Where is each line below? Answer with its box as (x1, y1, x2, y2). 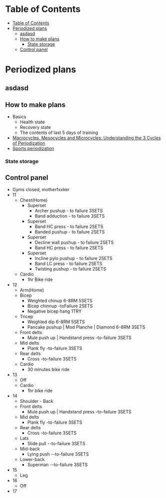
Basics (12, 114, 26, 120)
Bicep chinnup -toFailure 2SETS (27, 303, 93, 309)
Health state (19, 119, 45, 125)
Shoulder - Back (19, 398, 53, 404)
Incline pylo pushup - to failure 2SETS (34, 255, 113, 261)
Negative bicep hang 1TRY (27, 308, 82, 314)
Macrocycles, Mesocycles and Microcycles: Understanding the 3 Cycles (12, 135, 161, 141)
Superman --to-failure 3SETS (27, 462, 88, 468)
